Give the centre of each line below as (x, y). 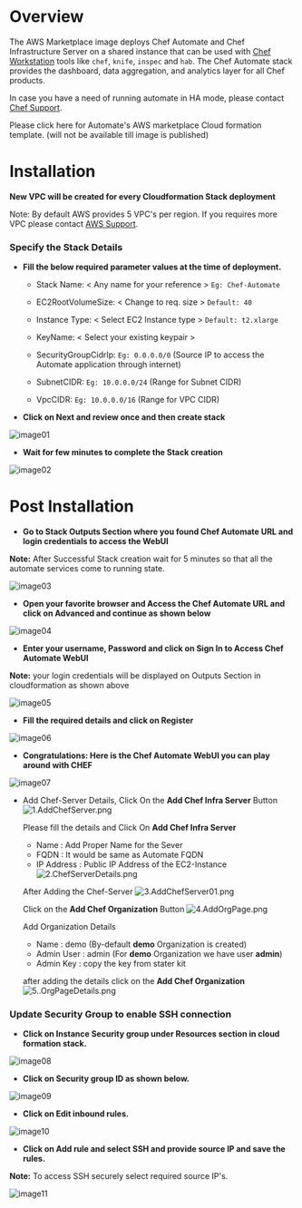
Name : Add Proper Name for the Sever (109, 845)
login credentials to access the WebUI (96, 541)
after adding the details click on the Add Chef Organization (134, 981)
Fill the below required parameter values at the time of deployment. (152, 267)
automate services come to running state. (87, 569)
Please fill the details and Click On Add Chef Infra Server (129, 828)
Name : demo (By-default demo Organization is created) (141, 944)
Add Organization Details (69, 927)
